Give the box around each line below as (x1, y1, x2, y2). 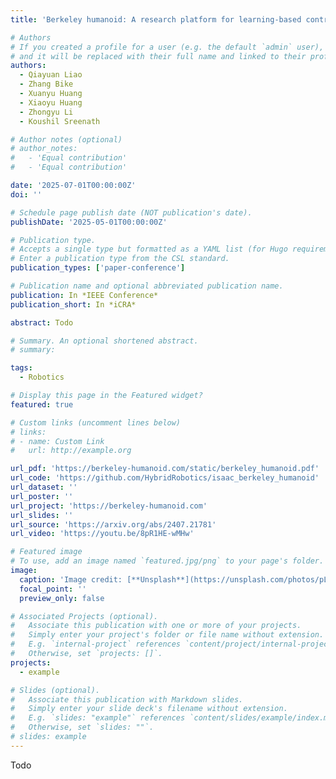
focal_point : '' (19, 584, 87, 594)
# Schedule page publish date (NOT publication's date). (10, 207, 253, 218)
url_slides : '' (10, 510, 74, 520)
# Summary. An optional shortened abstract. (10, 336, 199, 346)
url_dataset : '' (10, 482, 78, 492)
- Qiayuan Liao (19, 70, 83, 80)
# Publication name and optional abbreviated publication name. (10, 281, 284, 291)
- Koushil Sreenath (19, 116, 101, 126)
